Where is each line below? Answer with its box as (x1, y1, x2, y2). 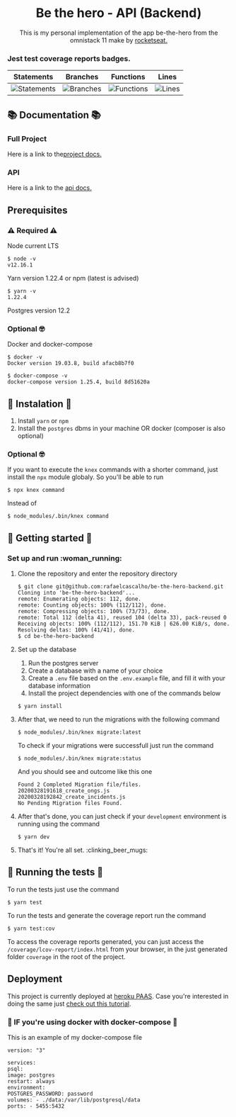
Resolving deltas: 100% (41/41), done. (17, 627, 136, 634)
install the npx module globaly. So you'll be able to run (7, 473, 164, 481)
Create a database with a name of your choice (28, 666, 163, 675)
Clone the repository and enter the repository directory (17, 569, 178, 578)
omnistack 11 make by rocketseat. (69, 35, 168, 44)
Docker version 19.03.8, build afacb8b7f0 (7, 360, 134, 367)
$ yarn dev (17, 833, 50, 841)
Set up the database (17, 645, 77, 653)
